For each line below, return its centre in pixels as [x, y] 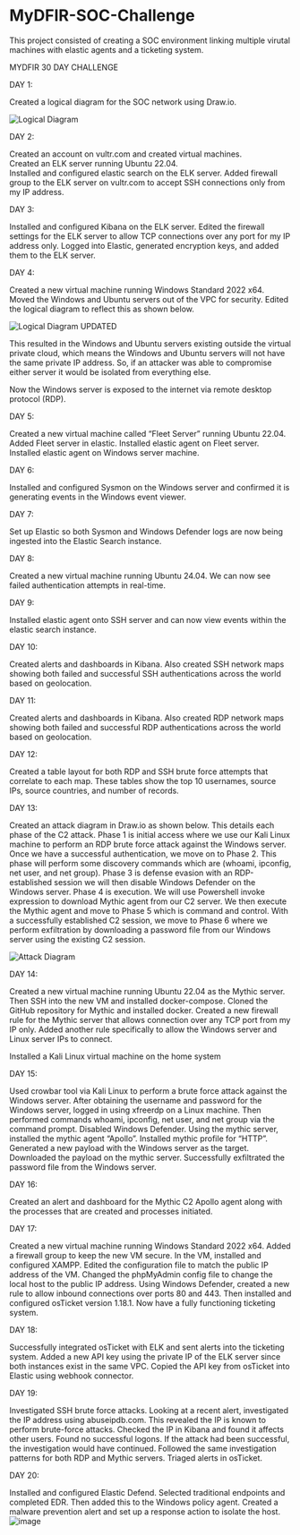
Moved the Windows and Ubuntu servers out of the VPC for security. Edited [149, 299]
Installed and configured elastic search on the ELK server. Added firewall [143, 173]
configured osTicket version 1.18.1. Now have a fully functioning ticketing [142, 1302]
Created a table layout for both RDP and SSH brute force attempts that [139, 772]
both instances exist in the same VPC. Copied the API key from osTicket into [150, 1366]
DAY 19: [24, 1393]
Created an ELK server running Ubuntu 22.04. [94, 163]
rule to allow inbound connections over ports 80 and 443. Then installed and [150, 1293]
